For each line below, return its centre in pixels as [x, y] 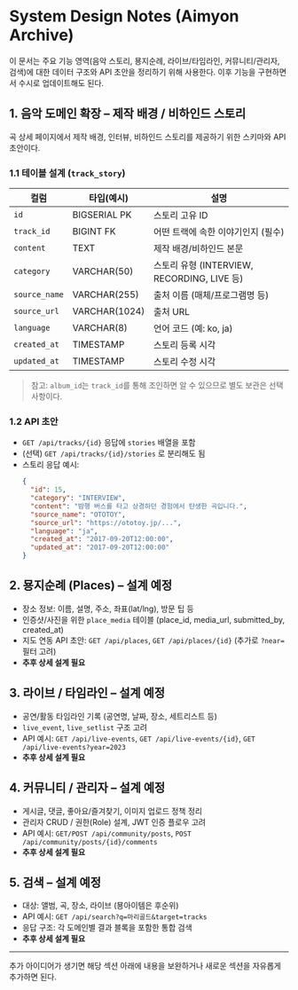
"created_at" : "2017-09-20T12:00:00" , [102, 539]
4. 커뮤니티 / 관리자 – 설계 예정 [87, 788]
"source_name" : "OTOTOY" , [78, 515]
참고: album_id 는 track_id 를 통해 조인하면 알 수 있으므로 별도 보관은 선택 [157, 385]
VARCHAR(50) [103, 271]
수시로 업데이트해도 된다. [61, 82]
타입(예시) [108, 199]
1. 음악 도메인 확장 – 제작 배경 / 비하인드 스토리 [128, 114]
